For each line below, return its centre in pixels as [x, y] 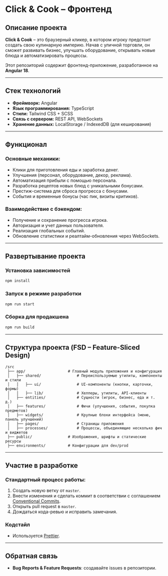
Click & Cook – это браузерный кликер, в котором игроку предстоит [78, 39]
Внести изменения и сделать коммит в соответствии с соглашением [86, 496]
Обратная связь [31, 556]
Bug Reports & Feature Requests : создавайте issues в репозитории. [84, 568]
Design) [18, 355]
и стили [13, 380]
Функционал [26, 145]
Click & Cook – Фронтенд [59, 9]
